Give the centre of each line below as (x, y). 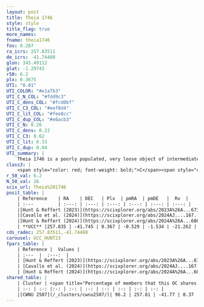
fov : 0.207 (20, 46)
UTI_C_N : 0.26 (24, 125)
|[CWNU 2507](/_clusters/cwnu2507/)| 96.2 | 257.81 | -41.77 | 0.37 (106, 295)
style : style (23, 23)
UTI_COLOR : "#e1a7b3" (34, 91)
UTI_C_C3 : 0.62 (25, 136)
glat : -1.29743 (25, 68)
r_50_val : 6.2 (24, 176)
